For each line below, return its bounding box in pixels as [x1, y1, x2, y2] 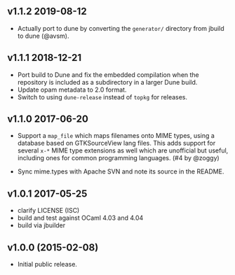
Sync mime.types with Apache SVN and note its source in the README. [17, 167, 224, 176]
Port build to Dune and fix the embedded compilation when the [17, 70, 200, 79]
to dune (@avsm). [17, 31, 69, 40]
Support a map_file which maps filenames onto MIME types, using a [17, 132, 215, 140]
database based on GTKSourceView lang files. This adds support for [17, 139, 216, 148]
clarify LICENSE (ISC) [17, 206, 80, 215]
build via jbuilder [17, 221, 66, 230]
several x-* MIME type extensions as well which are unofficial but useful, [17, 146, 229, 155]
